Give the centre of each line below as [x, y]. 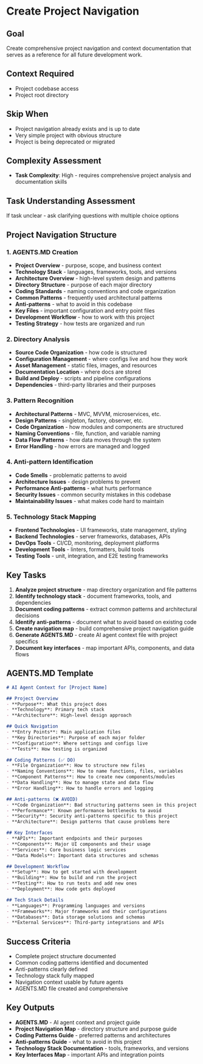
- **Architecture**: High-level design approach [69, 715]
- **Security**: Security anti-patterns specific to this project [92, 816]
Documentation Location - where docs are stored [78, 372]
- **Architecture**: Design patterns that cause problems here [88, 822]
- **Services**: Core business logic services [66, 850]
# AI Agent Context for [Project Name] [57, 687]
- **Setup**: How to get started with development [72, 872]
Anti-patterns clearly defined [51, 969]
